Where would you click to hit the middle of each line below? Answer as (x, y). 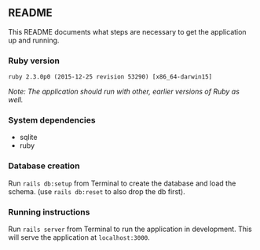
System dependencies (52, 120)
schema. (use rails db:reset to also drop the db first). (97, 191)
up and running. (34, 40)
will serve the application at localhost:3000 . (79, 237)
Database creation (44, 166)
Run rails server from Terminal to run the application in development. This (130, 229)
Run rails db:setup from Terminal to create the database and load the (122, 183)
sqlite (28, 138)
